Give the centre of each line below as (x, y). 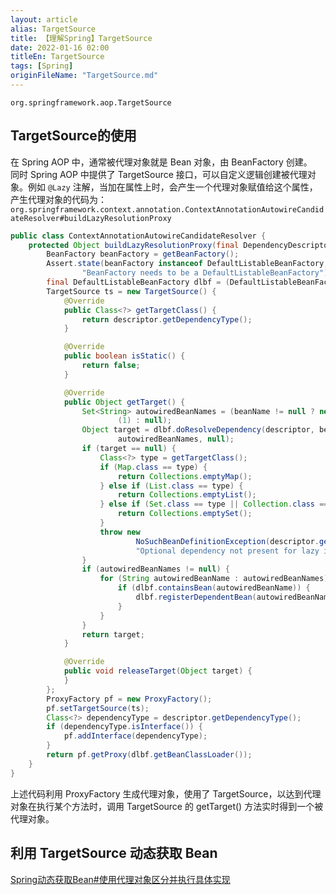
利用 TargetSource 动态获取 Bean (114, 853)
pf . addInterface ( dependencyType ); (135, 736)
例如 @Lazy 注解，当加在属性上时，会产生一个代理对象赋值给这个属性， (172, 187)
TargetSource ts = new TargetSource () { (131, 291)
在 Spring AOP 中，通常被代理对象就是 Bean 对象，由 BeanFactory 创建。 (161, 162)
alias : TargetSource (53, 29)
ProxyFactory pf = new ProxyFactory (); (129, 699)
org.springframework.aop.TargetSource (91, 102)
